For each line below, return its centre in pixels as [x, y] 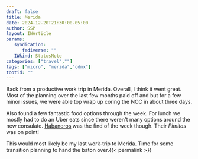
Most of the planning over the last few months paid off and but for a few [94, 96]
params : [16, 39]
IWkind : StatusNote [38, 56]
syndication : [30, 45]
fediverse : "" [39, 50]
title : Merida [24, 17]
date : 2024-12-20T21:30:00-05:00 [47, 23]
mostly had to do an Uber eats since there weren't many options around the [98, 120]
